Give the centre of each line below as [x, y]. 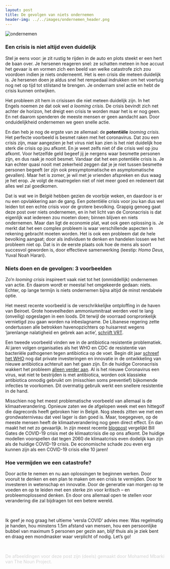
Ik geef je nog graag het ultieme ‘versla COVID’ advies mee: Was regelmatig [84, 520]
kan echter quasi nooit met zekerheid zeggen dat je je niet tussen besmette [84, 164]
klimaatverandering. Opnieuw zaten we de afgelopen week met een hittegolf [85, 406]
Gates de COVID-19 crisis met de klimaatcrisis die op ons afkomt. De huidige [85, 433]
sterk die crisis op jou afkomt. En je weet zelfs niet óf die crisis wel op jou [82, 148]
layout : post [19, 10]
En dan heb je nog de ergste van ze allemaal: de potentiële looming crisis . [83, 132]
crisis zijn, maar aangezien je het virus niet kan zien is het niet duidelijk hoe [83, 142]
